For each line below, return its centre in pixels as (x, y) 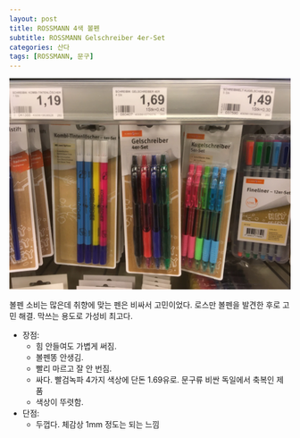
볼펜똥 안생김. (59, 358)
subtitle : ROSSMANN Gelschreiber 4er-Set (87, 38)
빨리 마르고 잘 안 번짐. (74, 369)
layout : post (33, 19)
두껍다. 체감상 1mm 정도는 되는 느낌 (97, 425)
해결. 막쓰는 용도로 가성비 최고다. (75, 316)
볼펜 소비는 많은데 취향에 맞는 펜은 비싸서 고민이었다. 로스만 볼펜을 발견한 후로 (145, 305)
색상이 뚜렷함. (59, 402)
